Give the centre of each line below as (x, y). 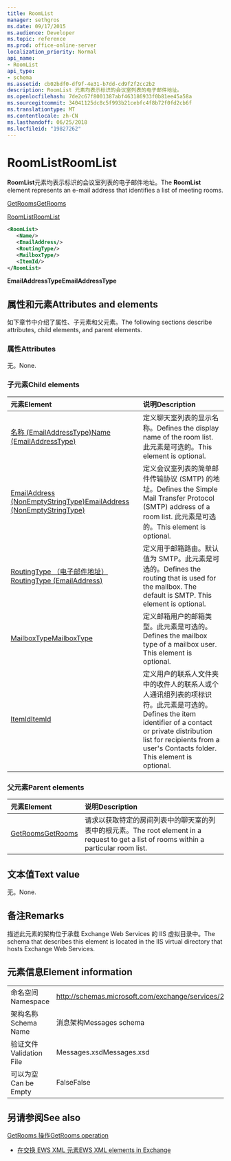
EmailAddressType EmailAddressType (62, 281)
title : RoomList (30, 13)
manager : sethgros (33, 20)
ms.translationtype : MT (41, 109)
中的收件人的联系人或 (178, 684)
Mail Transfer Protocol (179, 498)
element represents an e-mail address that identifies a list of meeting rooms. (115, 191)
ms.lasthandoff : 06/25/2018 (47, 122)
